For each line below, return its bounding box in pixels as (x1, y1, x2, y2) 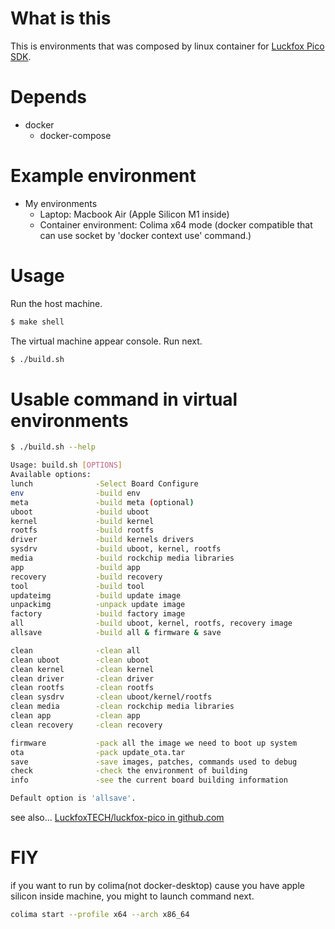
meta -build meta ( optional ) (10, 497, 195, 507)
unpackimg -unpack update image (10, 600, 186, 610)
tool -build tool (10, 581, 145, 591)
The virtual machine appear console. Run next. (10, 335, 203, 347)
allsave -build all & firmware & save (10, 628, 222, 638)
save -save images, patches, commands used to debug (10, 757, 298, 767)
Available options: (10, 470, 92, 480)
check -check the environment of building (10, 766, 248, 776)
